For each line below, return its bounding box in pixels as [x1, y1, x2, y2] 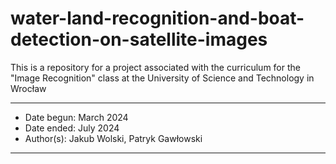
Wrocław [10, 82, 47, 94]
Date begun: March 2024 [24, 111, 129, 123]
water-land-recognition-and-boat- [10, 7, 305, 30]
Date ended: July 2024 [24, 122, 120, 134]
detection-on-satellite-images [10, 28, 268, 51]
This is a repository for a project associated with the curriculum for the [10, 61, 301, 73]
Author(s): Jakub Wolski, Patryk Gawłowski [24, 132, 203, 144]
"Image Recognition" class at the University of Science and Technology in [10, 72, 315, 84]
